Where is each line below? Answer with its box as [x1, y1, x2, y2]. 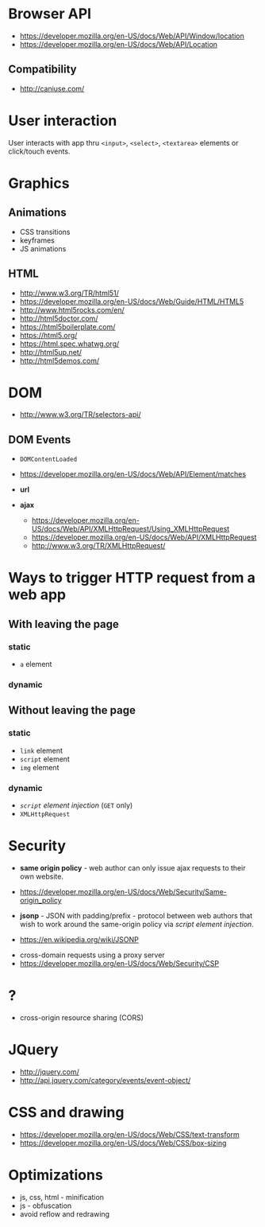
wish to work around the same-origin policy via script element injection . [19, 919, 254, 929]
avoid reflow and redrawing [19, 1209, 109, 1218]
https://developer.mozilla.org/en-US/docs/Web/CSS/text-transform [19, 1129, 240, 1139]
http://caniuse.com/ [19, 84, 85, 93]
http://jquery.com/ [19, 1067, 79, 1077]
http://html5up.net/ [19, 347, 82, 356]
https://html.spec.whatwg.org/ [19, 339, 120, 349]
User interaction [8, 111, 117, 130]
